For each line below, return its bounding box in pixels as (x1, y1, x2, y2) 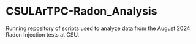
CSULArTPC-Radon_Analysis (6, 4, 157, 18)
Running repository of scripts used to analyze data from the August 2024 (6, 24, 190, 32)
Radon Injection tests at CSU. (6, 31, 80, 38)
